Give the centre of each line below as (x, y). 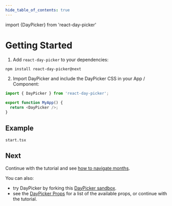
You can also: (20, 178)
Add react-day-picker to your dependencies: (61, 59)
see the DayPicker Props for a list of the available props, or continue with (90, 193)
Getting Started (39, 45)
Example (20, 128)
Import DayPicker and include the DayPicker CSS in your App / (79, 79)
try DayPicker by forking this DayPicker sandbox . (64, 188)
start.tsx (16, 140)
